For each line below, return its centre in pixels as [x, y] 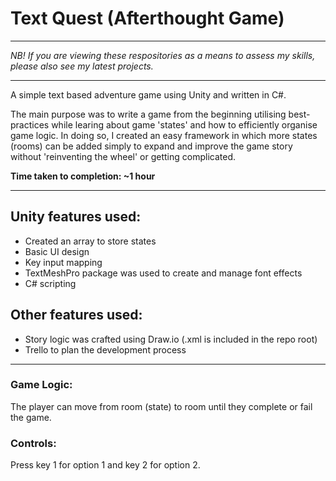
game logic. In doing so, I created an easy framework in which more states [164, 135]
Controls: [33, 443]
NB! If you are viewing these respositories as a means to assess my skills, [163, 55]
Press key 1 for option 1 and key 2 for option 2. [105, 465]
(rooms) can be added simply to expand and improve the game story [151, 146]
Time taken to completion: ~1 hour [83, 176]
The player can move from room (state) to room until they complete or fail [161, 406]
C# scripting [50, 283]
